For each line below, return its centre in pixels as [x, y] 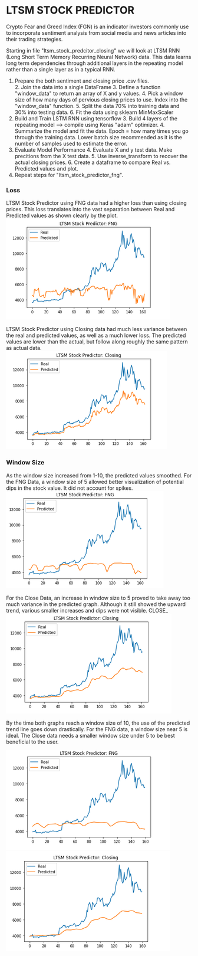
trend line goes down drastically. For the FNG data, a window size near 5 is [97, 729]
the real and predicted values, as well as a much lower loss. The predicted [96, 335]
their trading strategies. [34, 39]
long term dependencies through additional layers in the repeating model [95, 63]
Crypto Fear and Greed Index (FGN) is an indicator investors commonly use [98, 27]
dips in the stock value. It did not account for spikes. [70, 488]
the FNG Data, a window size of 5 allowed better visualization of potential [95, 482]
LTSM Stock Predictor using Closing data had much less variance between [97, 329]
